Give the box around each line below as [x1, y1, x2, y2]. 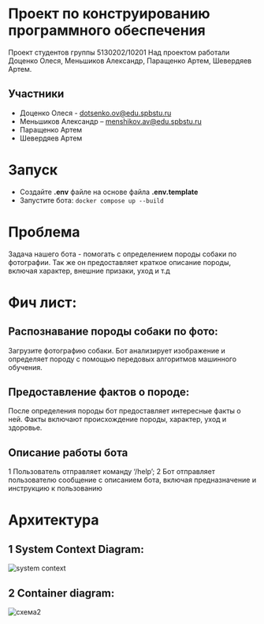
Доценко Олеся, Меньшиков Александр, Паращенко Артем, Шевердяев [8, 56, 252, 65]
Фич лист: [8, 293, 77, 312]
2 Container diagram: [8, 586, 115, 600]
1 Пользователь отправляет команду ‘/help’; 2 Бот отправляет [8, 467, 215, 476]
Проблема [8, 222, 80, 241]
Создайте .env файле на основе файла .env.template [19, 187, 199, 196]
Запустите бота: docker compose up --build [19, 195, 164, 205]
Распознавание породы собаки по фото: [8, 325, 218, 338]
